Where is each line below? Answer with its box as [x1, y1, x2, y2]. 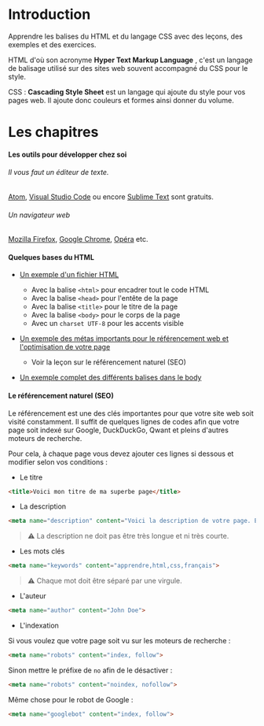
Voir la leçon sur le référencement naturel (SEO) [31, 357, 187, 367]
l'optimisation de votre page [19, 343, 111, 352]
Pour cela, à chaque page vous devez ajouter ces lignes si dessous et [8, 449, 234, 458]
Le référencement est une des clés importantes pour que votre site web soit [8, 408, 254, 418]
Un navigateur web [8, 210, 71, 220]
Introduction [8, 6, 91, 24]
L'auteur [19, 591, 46, 601]
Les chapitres [8, 124, 99, 141]
